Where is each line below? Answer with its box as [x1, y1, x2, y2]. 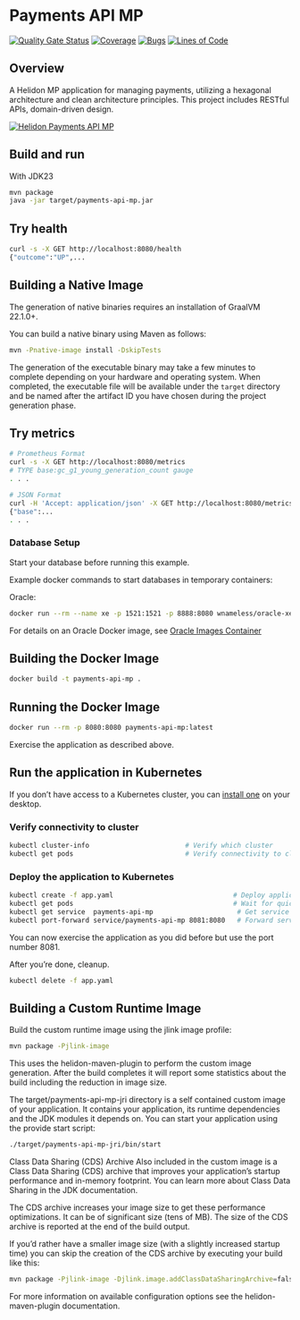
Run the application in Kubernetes [9, 766, 203, 781]
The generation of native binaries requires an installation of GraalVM [9, 301, 261, 312]
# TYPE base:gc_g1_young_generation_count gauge [9, 466, 194, 475]
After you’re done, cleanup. [9, 959, 110, 969]
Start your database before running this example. [9, 556, 190, 568]
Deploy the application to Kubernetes [9, 870, 175, 883]
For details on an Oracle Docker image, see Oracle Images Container [9, 625, 262, 636]
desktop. [9, 798, 42, 809]
